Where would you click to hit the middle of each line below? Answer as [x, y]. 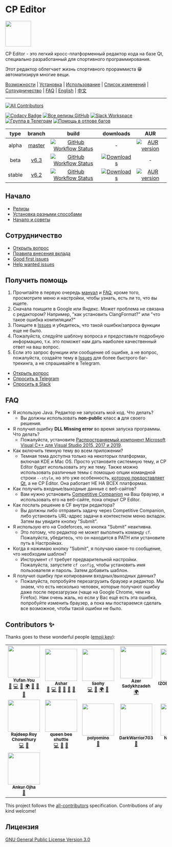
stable [15, 175]
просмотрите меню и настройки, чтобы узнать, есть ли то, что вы [85, 298]
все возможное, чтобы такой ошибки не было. [71, 608]
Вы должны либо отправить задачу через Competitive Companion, [93, 511]
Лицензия [22, 827]
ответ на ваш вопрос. [36, 347]
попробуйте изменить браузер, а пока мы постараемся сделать [91, 603]
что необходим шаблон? [39, 554]
